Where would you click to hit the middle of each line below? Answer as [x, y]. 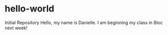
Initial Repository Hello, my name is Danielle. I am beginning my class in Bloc [84, 22]
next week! [16, 27]
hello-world [30, 9]
